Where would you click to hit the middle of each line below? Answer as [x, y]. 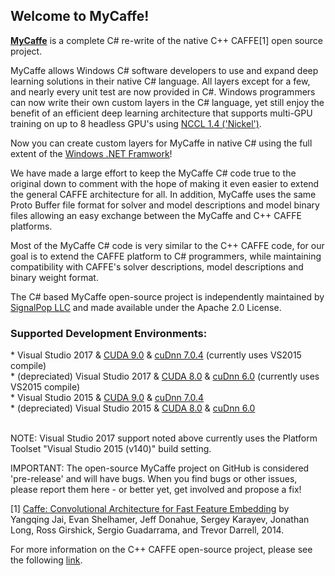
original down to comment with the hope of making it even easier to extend [165, 183]
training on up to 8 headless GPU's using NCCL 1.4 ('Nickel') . [136, 123]
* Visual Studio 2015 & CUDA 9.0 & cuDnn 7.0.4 [107, 398]
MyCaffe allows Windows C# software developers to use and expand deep [164, 70]
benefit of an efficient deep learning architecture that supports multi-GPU [161, 113]
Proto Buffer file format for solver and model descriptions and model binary [165, 205]
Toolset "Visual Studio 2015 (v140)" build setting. [111, 449]
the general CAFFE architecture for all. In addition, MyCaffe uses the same [163, 194]
